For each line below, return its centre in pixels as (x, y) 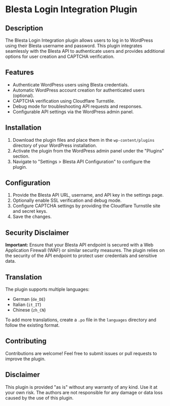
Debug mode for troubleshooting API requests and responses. (77, 106)
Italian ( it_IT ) (27, 305)
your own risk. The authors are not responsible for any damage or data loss (84, 392)
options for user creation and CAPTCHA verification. (60, 56)
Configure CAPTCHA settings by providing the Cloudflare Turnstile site (87, 206)
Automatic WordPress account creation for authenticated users (79, 90)
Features (20, 72)
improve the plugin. (25, 359)
